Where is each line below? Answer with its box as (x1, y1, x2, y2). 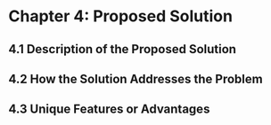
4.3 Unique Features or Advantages (8, 102, 210, 117)
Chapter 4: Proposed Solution (8, 6, 234, 27)
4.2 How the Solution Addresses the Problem (8, 71, 264, 86)
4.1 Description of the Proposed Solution (8, 42, 237, 57)
